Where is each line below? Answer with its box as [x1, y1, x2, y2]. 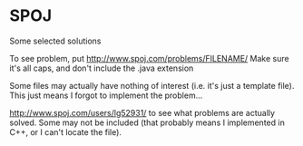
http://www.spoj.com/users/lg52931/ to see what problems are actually [9, 107, 275, 118]
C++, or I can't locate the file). [9, 126, 122, 137]
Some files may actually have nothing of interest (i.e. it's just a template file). [9, 80, 295, 91]
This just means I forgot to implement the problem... [9, 90, 203, 101]
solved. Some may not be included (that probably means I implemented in [9, 117, 286, 128]
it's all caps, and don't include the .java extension [9, 63, 194, 73]
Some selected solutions [9, 35, 102, 46]
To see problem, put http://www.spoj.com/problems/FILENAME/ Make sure [9, 53, 289, 63]
